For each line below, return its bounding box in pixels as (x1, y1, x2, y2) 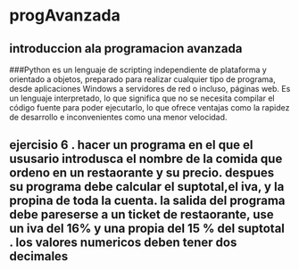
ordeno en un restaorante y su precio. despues (9, 166, 275, 181)
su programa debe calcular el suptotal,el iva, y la (9, 179, 285, 194)
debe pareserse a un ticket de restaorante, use (9, 207, 274, 223)
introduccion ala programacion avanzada (9, 41, 243, 56)
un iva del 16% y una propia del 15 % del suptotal (9, 221, 286, 236)
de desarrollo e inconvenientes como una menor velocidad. (9, 112, 228, 122)
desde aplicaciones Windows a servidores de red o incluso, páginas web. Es (9, 84, 291, 94)
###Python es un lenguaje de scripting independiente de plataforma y (9, 64, 268, 75)
